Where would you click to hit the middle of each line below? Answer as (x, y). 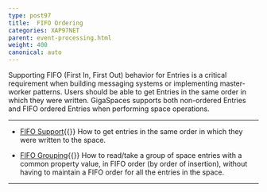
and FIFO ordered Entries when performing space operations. (109, 109)
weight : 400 (28, 45)
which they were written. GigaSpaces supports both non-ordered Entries (127, 100)
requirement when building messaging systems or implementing (113, 83)
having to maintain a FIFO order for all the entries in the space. (122, 172)
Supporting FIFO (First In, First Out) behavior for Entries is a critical (118, 75)
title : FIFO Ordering (46, 23)
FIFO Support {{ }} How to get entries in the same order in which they (131, 131)
